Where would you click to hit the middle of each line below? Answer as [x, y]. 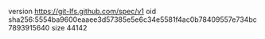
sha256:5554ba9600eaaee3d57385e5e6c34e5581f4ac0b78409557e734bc [132, 19]
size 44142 [69, 28]
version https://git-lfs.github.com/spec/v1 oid [82, 11]
